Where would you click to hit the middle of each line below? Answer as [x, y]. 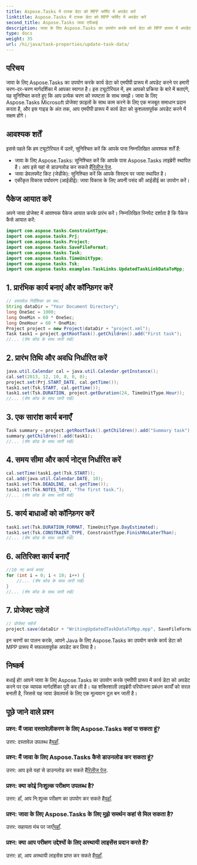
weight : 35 [19, 39]
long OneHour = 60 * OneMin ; [42, 323]
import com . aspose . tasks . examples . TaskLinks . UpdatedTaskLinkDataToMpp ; [95, 269]
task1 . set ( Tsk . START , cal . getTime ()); [53, 388]
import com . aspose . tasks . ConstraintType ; [57, 231]
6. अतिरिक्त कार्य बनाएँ [38, 556]
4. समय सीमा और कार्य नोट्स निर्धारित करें [64, 460]
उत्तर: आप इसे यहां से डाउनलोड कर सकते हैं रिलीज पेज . [57, 770]
